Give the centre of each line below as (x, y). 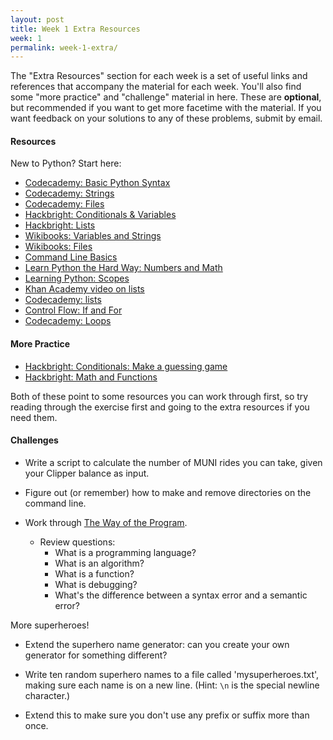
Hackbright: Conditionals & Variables (100, 215)
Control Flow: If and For (73, 310)
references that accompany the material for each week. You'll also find (156, 87)
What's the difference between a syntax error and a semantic (181, 595)
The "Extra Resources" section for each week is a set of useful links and (159, 76)
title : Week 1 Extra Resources (75, 29)
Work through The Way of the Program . (106, 522)
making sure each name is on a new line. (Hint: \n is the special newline (172, 685)
